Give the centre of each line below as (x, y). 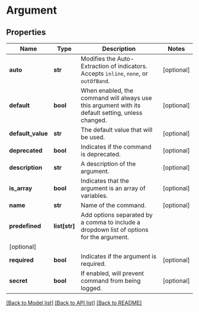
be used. (93, 137)
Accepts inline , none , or (114, 73)
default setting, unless (112, 113)
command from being (111, 281)
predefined (25, 226)
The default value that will (117, 130)
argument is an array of (113, 188)
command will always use (116, 98)
